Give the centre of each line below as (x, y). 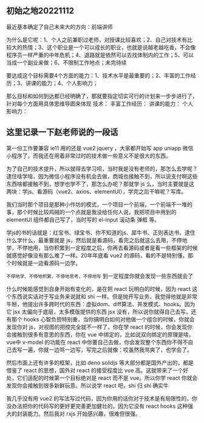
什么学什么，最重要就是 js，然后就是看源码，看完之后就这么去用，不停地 (97, 240)
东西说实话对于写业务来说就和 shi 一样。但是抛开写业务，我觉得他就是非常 (104, 296)
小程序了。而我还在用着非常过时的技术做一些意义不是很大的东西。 (89, 156)
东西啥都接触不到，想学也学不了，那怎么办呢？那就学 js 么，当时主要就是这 (100, 184)
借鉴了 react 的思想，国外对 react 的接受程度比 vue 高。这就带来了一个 (95, 370)
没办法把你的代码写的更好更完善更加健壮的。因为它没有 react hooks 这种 (97, 406)
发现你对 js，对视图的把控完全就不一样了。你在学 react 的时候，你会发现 (97, 327)
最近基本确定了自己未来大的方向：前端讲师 (59, 27)
